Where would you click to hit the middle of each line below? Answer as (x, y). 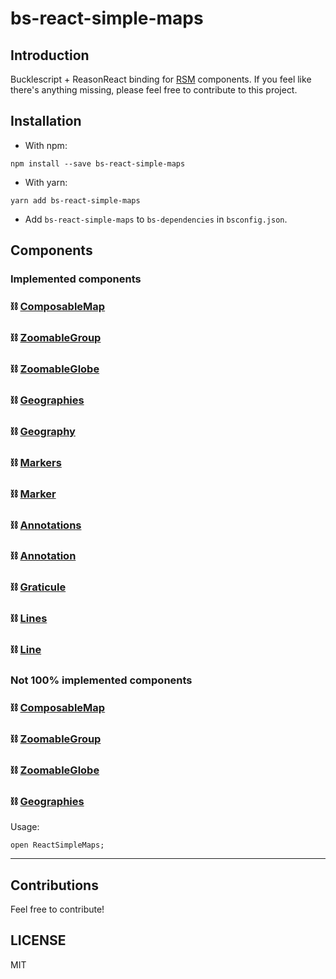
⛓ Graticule (38, 587)
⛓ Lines (29, 619)
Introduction (50, 55)
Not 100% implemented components (101, 680)
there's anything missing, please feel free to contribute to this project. (154, 90)
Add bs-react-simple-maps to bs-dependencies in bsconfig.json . (156, 219)
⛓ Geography (43, 431)
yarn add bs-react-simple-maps (75, 200)
